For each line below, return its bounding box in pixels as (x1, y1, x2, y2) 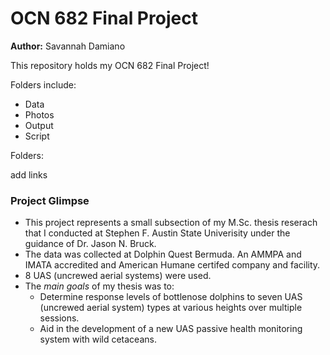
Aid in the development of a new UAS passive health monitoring (39, 323, 303, 335)
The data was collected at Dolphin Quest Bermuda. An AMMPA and (24, 248, 302, 261)
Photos (24, 108, 55, 121)
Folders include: (10, 78, 77, 91)
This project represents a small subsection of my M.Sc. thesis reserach (24, 217, 318, 229)
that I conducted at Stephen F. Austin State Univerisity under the (24, 227, 291, 239)
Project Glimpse (10, 193, 90, 207)
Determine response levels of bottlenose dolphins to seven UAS (39, 291, 303, 303)
